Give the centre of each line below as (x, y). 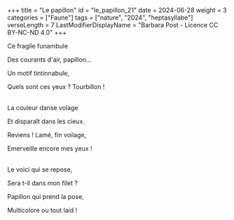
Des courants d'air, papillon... (49, 60)
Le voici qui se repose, (40, 170)
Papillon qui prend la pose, (46, 197)
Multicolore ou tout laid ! (42, 210)
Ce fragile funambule (38, 46)
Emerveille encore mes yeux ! (50, 149)
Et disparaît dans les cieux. (46, 121)
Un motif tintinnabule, (39, 73)
